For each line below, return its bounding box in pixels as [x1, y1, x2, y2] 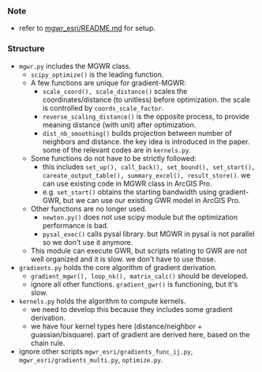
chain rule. [30, 338, 65, 348]
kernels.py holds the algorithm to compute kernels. [18, 296, 186, 306]
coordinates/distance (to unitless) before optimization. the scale [42, 95, 251, 104]
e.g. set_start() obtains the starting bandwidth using [42, 187, 218, 197]
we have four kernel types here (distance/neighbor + [30, 321, 203, 331]
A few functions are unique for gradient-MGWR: [30, 77, 187, 88]
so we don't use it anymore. [42, 237, 133, 246]
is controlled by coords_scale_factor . [42, 103, 164, 112]
